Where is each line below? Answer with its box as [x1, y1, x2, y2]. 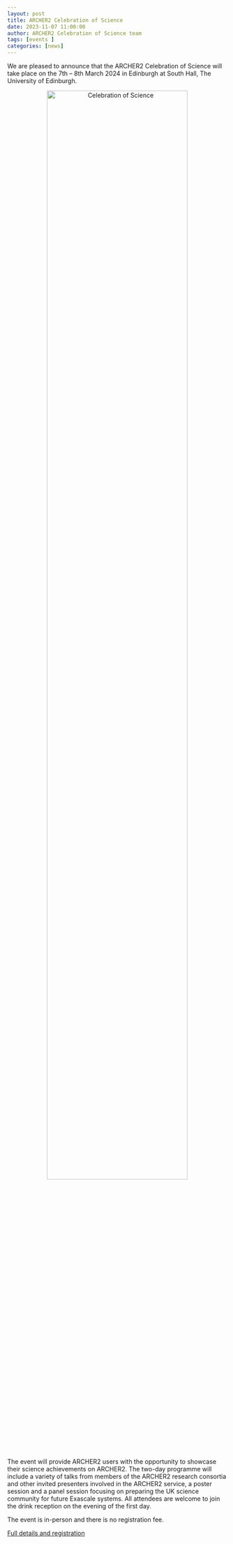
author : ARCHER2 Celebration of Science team [7, 29, 142, 37]
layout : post [7, 10, 45, 17]
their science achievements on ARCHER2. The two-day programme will [7, 1465, 212, 1473]
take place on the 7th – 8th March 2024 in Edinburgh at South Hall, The [7, 69, 211, 77]
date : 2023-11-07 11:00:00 [7, 23, 86, 30]
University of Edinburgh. [7, 77, 77, 84]
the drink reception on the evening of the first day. [7, 1502, 152, 1510]
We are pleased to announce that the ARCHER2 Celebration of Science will [7, 62, 223, 70]
